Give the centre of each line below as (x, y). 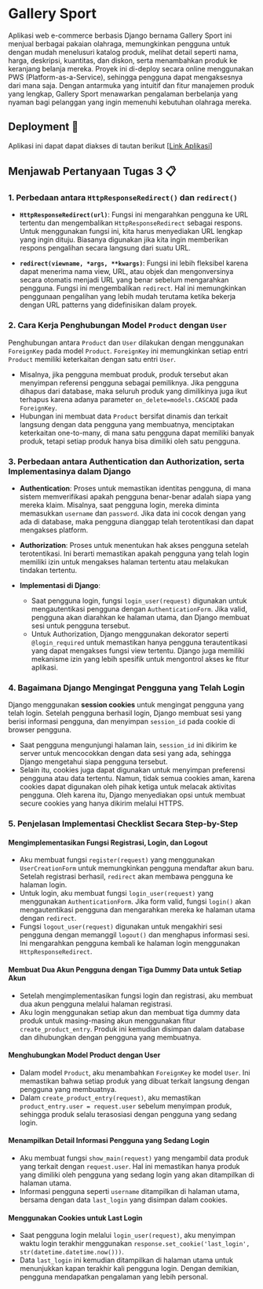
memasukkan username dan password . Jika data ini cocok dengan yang (132, 513)
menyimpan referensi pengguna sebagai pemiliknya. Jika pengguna (129, 382)
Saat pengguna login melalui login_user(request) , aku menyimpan (127, 1235)
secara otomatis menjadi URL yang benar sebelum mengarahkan (124, 280)
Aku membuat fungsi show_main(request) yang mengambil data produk (134, 1158)
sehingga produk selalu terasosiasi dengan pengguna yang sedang (128, 1114)
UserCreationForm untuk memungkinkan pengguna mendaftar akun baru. (137, 868)
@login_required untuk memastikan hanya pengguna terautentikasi (139, 643)
